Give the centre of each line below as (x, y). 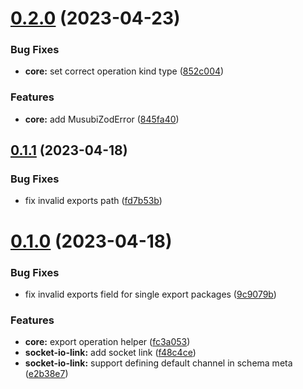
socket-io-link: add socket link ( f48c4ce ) (110, 353)
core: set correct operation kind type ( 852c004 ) (124, 71)
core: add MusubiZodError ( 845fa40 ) (102, 119)
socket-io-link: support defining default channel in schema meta (158, 363)
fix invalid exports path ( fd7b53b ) (93, 201)
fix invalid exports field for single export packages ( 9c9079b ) (150, 294)
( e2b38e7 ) (46, 374)
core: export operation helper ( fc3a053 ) (107, 342)
